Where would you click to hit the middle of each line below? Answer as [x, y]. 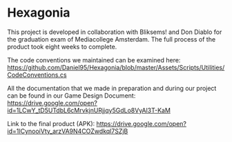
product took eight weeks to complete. [62, 46]
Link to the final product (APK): [51, 123]
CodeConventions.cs [37, 75]
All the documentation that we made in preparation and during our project [112, 88]
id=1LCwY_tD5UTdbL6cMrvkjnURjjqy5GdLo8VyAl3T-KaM [89, 110]
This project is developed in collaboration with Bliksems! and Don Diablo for [115, 32]
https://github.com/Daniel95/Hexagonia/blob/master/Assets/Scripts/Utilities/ [116, 67]
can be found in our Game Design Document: [71, 96]
